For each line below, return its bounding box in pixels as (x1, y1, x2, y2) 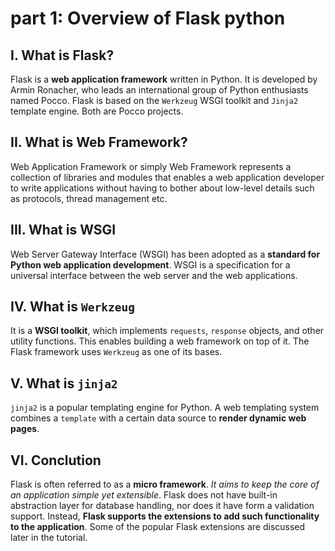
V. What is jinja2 (10, 375, 118, 392)
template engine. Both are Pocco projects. (10, 105, 184, 117)
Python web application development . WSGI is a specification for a (10, 258, 291, 271)
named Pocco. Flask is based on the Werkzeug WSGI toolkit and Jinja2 (10, 95, 299, 106)
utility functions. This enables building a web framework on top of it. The (10, 335, 310, 347)
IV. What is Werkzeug (10, 298, 135, 316)
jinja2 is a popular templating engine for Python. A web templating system (10, 402, 320, 414)
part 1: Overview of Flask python (10, 7, 286, 30)
